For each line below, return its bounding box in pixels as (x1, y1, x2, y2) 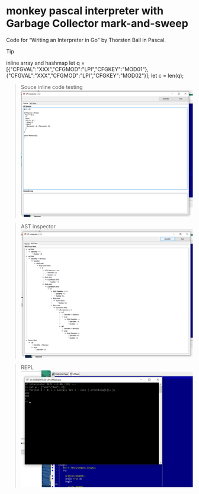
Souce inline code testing (20, 83, 83, 90)
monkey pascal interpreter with (6, 4, 164, 18)
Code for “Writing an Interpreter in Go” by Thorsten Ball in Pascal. (6, 36, 166, 43)
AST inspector (20, 222, 56, 230)
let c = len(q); (150, 72, 184, 79)
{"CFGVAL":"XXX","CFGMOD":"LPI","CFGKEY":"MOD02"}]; (6, 72, 150, 79)
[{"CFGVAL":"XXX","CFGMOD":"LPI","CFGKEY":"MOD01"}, (6, 65, 149, 72)
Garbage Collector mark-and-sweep (6, 17, 188, 30)
